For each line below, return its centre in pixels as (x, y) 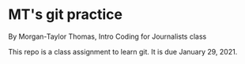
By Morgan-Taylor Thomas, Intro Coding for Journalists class (107, 36)
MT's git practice (65, 15)
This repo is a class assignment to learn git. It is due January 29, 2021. (123, 51)
